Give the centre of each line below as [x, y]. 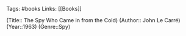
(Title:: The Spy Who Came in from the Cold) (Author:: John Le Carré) [94, 20]
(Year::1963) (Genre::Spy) [38, 27]
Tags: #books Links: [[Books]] [44, 9]
